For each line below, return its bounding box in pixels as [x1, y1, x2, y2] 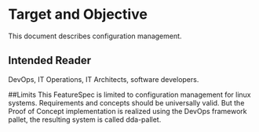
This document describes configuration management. [8, 31, 182, 41]
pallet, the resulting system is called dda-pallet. [8, 115, 162, 124]
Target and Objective [8, 5, 148, 23]
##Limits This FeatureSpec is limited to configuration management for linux [8, 90, 251, 99]
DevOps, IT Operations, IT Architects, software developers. [8, 74, 199, 84]
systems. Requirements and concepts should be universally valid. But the [8, 98, 245, 107]
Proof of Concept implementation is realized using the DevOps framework [8, 106, 247, 116]
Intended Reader [8, 54, 92, 67]
